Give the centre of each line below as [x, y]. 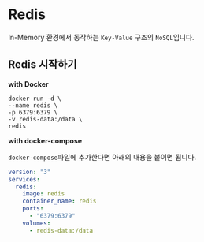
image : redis [44, 194]
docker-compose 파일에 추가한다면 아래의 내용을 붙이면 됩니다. [102, 157]
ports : [33, 209]
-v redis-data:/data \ [45, 119]
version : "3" [30, 172]
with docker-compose [45, 140]
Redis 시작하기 [43, 65]
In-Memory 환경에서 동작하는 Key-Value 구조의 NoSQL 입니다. [101, 37]
